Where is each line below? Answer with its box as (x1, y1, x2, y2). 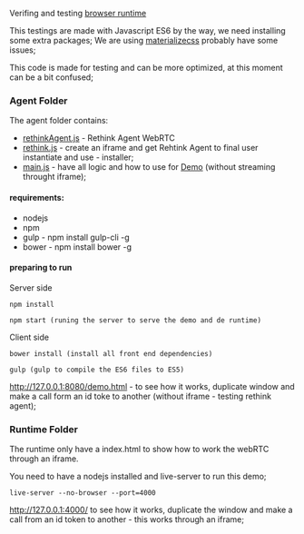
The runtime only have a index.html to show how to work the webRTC (9, 444, 270, 454)
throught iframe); (22, 172, 87, 183)
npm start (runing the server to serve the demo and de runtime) (9, 315, 261, 325)
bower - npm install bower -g (22, 241, 132, 252)
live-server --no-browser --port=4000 (9, 489, 156, 498)
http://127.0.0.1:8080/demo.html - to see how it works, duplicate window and (9, 381, 295, 391)
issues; (9, 44, 36, 55)
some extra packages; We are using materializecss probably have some (9, 35, 279, 45)
